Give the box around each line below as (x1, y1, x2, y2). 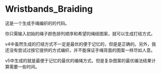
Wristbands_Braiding (5, 3, 93, 15)
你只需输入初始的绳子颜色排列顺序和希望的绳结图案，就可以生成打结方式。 (5, 30, 155, 36)
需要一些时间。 (9, 64, 40, 70)
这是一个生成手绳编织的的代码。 (5, 20, 69, 26)
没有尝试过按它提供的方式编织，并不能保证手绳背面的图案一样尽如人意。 (9, 47, 155, 53)
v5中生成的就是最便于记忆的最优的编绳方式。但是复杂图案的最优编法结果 (5, 57, 152, 63)
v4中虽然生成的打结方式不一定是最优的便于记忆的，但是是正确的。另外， (5, 41, 152, 47)
